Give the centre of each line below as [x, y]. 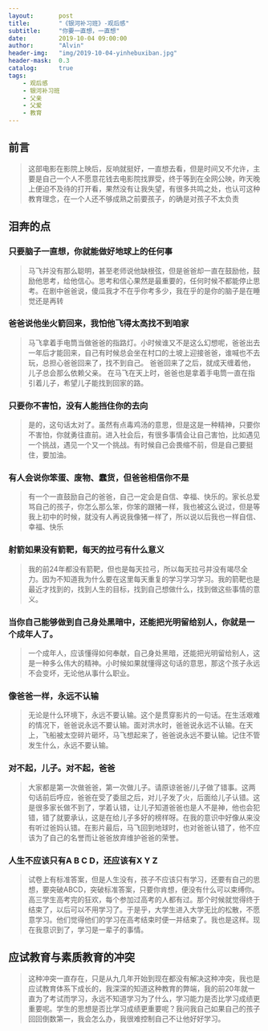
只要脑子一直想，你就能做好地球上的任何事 [91, 252]
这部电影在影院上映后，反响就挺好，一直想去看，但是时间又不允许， [140, 168]
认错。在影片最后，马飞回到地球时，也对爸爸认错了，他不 [158, 827]
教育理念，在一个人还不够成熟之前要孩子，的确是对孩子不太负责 [133, 199]
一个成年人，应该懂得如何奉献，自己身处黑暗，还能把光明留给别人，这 [144, 653]
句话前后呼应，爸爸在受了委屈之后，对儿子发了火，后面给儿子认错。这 [144, 797]
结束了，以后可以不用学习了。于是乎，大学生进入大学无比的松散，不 [140, 909]
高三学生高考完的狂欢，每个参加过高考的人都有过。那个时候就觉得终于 [144, 899]
